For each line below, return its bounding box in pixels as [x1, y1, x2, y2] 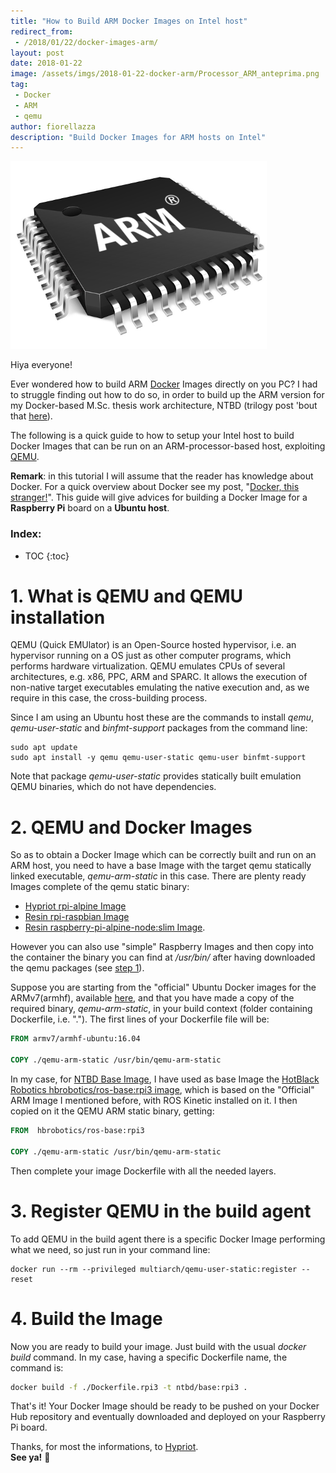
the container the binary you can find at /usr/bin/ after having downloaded [10, 951, 316, 964]
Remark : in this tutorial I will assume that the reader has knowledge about [10, 470, 314, 482]
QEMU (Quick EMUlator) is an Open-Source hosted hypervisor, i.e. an [10, 639, 297, 651]
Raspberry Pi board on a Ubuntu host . [10, 502, 170, 514]
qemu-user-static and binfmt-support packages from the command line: [10, 722, 308, 734]
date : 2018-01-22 [10, 58, 83, 69]
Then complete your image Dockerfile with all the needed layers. [10, 1165, 277, 1177]
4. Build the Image [10, 1307, 163, 1330]
